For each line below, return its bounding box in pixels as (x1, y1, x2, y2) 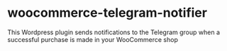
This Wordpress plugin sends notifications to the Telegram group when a (7, 28, 221, 36)
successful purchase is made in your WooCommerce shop (7, 35, 179, 43)
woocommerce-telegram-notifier (7, 5, 208, 21)
